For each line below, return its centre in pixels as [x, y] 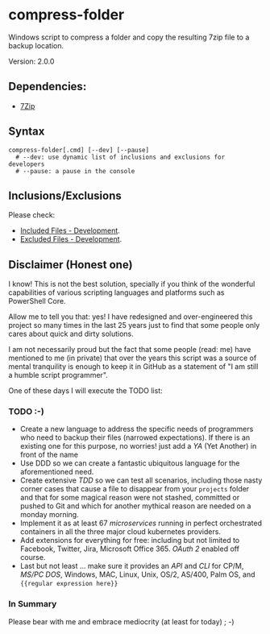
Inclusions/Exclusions [65, 195]
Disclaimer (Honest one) [71, 265]
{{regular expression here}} [69, 584]
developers [27, 164]
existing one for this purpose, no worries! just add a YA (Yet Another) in [138, 446]
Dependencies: [48, 87]
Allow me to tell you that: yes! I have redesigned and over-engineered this [131, 317]
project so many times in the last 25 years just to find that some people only [134, 325]
